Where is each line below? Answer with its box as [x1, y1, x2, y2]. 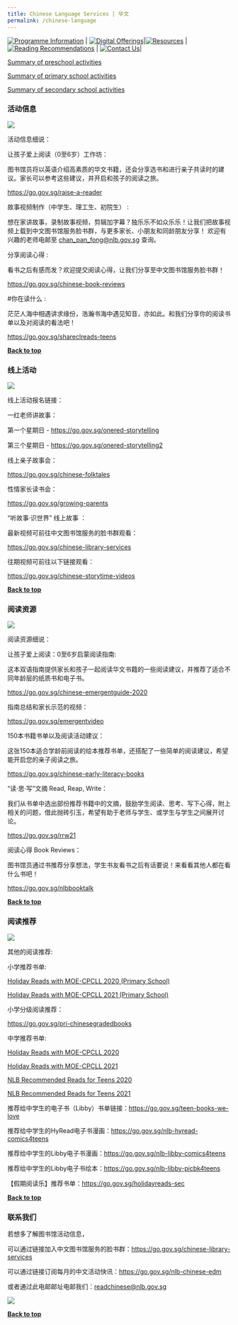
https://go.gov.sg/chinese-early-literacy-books [7, 769, 144, 778]
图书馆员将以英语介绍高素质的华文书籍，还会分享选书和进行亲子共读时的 [7, 164, 218, 174]
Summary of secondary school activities [7, 85, 125, 94]
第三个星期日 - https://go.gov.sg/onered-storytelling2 [7, 441, 163, 450]
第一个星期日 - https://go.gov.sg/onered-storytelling [7, 426, 159, 434]
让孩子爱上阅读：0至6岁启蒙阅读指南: [7, 650, 117, 659]
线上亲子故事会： [7, 456, 57, 465]
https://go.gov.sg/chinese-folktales [7, 470, 110, 479]
